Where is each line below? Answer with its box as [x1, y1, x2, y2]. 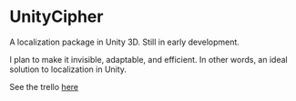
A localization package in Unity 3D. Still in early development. [9, 36, 240, 47]
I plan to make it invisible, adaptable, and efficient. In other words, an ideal [9, 54, 289, 65]
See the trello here [9, 81, 79, 92]
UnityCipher [9, 6, 104, 27]
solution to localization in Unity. [9, 64, 128, 75]
